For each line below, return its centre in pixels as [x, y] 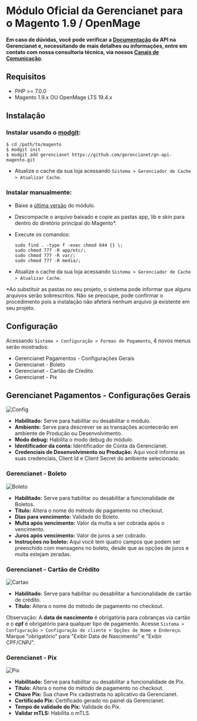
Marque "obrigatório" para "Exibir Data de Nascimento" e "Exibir [84, 636]
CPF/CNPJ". [21, 642]
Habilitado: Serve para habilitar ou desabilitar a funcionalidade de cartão [103, 593]
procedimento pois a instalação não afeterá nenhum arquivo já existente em [98, 302]
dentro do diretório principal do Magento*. [66, 223]
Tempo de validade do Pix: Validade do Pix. [68, 707]
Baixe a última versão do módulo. [55, 205]
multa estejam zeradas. [43, 554]
